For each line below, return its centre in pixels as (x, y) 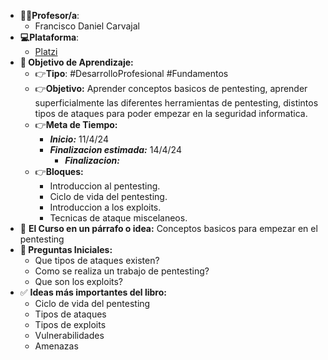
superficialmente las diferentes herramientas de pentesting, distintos (176, 103)
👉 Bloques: (59, 171)
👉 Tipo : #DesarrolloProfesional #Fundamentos (131, 73)
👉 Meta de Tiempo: (76, 124)
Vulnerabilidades (69, 335)
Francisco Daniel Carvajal (87, 26)
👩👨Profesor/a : (49, 15)
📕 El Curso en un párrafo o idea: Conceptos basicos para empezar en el (168, 228)
